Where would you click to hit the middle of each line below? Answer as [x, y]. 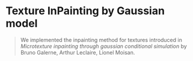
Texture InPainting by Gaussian [85, 11]
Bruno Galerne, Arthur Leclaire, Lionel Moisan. [78, 52]
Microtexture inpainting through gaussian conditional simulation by [103, 46]
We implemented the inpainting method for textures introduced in [101, 40]
